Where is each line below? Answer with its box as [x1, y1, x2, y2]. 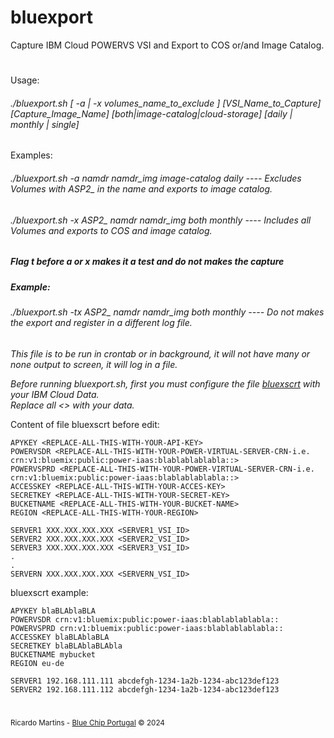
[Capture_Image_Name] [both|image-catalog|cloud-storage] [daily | [10, 107, 293, 120]
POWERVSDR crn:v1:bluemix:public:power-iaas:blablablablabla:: [10, 614, 280, 625]
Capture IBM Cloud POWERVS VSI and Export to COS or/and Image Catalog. [10, 39, 325, 51]
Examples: [10, 149, 53, 161]
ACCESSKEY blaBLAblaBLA [10, 632, 110, 642]
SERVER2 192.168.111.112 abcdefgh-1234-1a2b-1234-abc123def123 [10, 684, 280, 695]
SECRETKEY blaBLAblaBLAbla [10, 641, 123, 651]
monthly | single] [10, 118, 80, 130]
